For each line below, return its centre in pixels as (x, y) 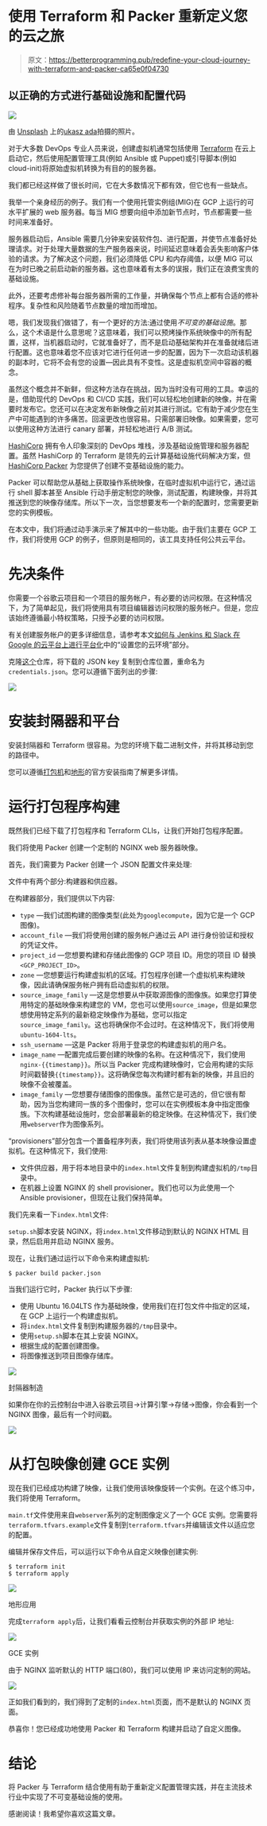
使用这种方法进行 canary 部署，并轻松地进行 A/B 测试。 (106, 428)
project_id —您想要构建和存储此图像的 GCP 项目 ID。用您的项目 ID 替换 (138, 955)
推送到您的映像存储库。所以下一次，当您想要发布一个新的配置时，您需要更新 (133, 502)
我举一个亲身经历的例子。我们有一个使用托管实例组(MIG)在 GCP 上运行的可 (131, 202)
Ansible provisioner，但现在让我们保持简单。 (93, 1197)
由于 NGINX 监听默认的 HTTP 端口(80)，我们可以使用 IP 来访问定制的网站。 (132, 1670)
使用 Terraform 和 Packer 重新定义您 (128, 16)
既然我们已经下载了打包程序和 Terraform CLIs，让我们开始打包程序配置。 (128, 830)
